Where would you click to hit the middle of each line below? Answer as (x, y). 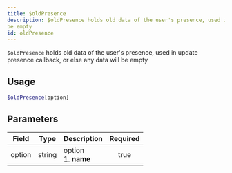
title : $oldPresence (37, 13)
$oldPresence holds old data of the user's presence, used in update (103, 53)
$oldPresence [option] (38, 98)
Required (125, 138)
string (47, 154)
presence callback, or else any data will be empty (78, 60)
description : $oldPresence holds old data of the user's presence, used (114, 20)
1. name (77, 158)
